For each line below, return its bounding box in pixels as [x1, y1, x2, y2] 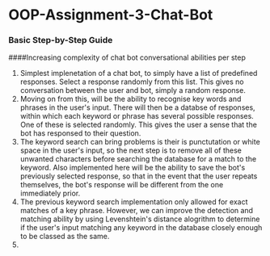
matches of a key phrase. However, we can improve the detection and [19, 206, 253, 216]
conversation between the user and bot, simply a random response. [19, 86, 247, 95]
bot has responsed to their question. [19, 128, 141, 138]
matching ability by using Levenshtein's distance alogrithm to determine [19, 214, 260, 224]
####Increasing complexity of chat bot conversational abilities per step [8, 52, 247, 62]
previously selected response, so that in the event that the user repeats [19, 171, 258, 181]
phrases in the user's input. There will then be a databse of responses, [19, 103, 256, 112]
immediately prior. [19, 188, 81, 199]
